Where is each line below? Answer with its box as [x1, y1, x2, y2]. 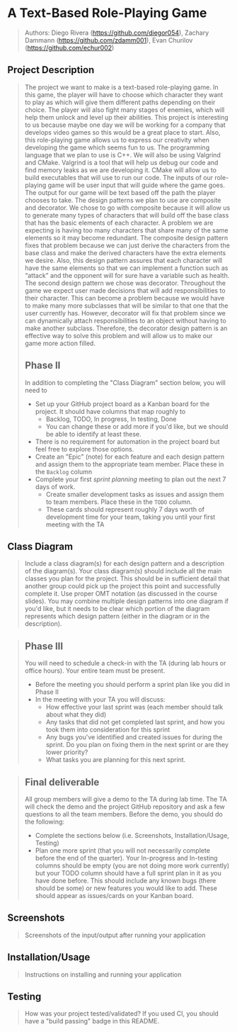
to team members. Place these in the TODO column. [45, 498, 192, 506]
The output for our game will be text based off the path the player [24, 188, 216, 196]
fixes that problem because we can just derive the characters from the [24, 241, 230, 249]
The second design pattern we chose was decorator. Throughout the [24, 279, 226, 287]
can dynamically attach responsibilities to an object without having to [24, 316, 226, 325]
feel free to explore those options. [35, 444, 134, 453]
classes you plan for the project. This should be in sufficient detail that [24, 574, 230, 583]
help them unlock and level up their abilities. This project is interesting [24, 113, 229, 121]
